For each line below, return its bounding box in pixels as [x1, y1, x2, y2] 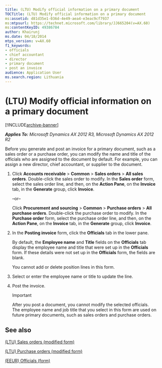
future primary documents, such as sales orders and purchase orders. [12, 312, 152, 318]
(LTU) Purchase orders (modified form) [5, 348, 83, 354]
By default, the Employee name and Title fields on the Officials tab [12, 239, 147, 245]
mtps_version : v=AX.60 [5, 39, 51, 44]
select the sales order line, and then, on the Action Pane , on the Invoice [12, 181, 156, 187]
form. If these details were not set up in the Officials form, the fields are [12, 249, 156, 255]
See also [5, 326, 31, 335]
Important [12, 292, 32, 298]
